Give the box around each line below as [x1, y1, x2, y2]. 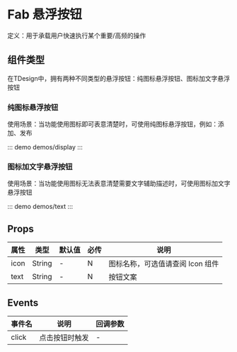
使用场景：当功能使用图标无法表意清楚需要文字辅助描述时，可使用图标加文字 [7, 179, 231, 188]
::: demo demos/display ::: [7, 143, 83, 152]
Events [7, 297, 39, 309]
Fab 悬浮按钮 [7, 6, 83, 23]
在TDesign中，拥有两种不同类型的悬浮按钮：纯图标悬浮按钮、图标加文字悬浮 [7, 74, 230, 82]
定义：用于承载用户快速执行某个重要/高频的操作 [7, 31, 146, 40]
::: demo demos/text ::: [7, 203, 74, 211]
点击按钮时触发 [39, 332, 90, 342]
